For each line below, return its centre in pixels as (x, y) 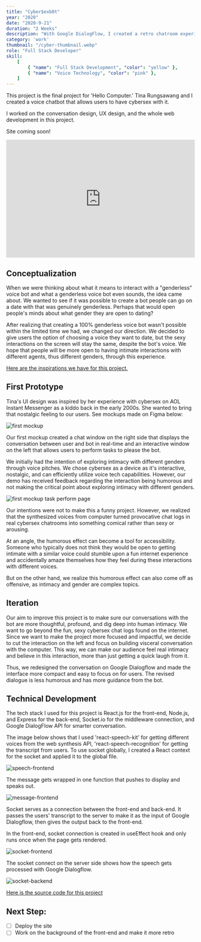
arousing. (18, 529)
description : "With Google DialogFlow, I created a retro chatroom (92, 34)
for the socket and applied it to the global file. (62, 756)
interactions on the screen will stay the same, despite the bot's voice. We (96, 344)
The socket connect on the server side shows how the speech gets (89, 863)
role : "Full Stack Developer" (44, 51)
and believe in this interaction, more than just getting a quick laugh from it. (98, 655)
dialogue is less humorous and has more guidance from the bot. (85, 680)
